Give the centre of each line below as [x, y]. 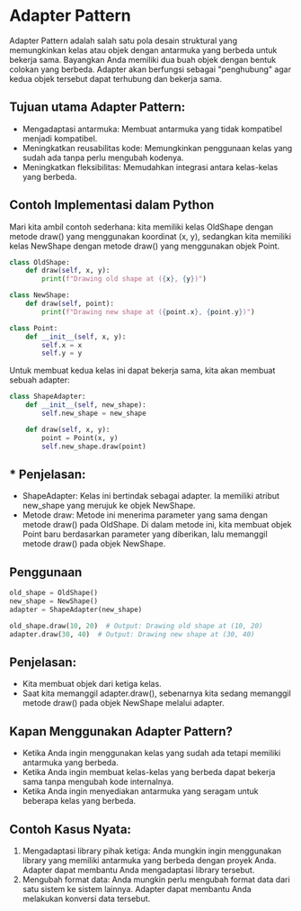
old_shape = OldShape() [54, 593]
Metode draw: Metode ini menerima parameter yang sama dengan [145, 515]
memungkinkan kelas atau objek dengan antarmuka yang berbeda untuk [143, 50]
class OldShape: [40, 262]
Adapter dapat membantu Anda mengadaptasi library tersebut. [138, 870]
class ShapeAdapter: [48, 397]
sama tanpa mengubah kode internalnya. [98, 782]
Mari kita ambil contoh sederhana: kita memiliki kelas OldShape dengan [142, 227]
